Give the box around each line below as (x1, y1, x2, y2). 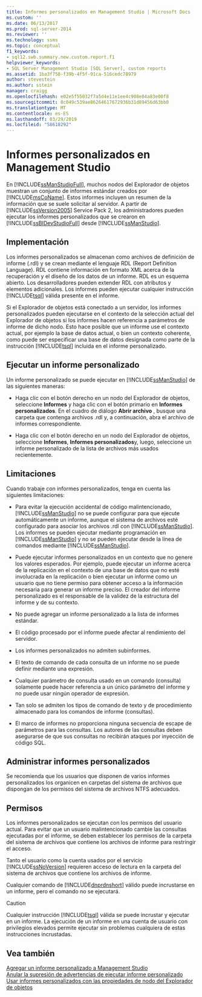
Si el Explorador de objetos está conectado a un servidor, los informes (6, 303, 181, 311)
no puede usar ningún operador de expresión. (15, 689, 130, 697)
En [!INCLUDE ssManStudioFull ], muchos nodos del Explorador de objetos (6, 181, 189, 188)
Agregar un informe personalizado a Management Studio (6, 964, 148, 972)
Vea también (6, 948, 55, 959)
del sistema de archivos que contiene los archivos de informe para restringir (6, 839, 197, 846)
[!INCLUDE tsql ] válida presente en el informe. (6, 292, 120, 299)
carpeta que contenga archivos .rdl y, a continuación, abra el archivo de (15, 413, 195, 421)
